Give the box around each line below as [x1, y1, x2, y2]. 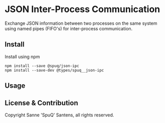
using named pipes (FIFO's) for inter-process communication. [5, 25, 133, 31]
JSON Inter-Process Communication [5, 4, 160, 15]
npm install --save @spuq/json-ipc [5, 63, 79, 69]
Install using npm [5, 53, 40, 59]
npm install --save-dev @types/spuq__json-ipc [5, 68, 104, 73]
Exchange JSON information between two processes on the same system [5, 20, 157, 26]
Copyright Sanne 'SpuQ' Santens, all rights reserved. [5, 112, 114, 118]
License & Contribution [5, 98, 78, 107]
